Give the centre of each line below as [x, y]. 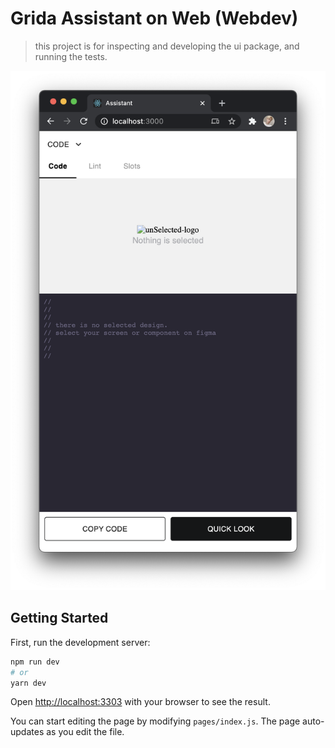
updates [27, 732]
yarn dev [28, 683]
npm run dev [35, 662]
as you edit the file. [85, 732]
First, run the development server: [80, 642]
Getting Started [59, 618]
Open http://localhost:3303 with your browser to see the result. [140, 702]
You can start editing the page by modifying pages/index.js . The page [155, 721]
